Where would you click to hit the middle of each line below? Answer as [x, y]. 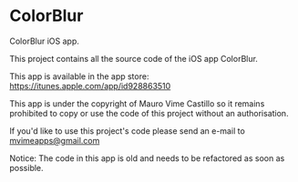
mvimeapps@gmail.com [55, 140]
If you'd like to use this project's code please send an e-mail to [128, 131]
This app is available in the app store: [79, 76]
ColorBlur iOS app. [44, 41]
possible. [26, 167]
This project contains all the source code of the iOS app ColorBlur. [134, 58]
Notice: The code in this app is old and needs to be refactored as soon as [147, 158]
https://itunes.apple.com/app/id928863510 [90, 86]
